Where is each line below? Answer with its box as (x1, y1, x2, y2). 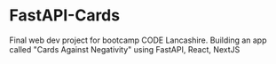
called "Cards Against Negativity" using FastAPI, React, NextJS (9, 44, 241, 54)
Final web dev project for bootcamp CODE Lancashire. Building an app (9, 35, 267, 45)
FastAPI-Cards (9, 5, 121, 26)
